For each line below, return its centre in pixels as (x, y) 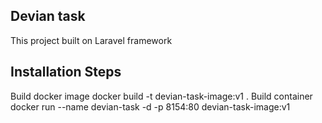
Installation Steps (66, 72)
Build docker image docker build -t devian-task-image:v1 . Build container (161, 96)
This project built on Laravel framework (91, 40)
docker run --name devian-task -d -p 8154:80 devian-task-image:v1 (150, 106)
